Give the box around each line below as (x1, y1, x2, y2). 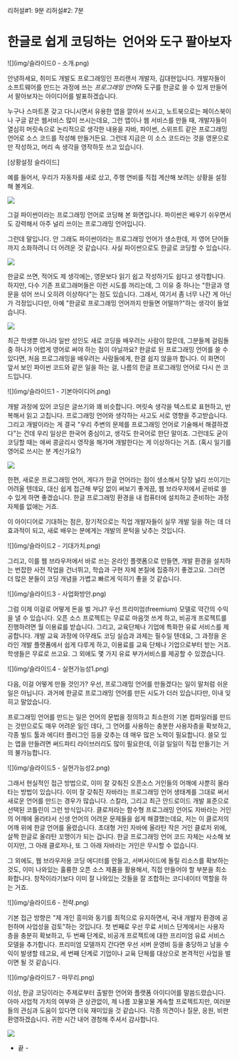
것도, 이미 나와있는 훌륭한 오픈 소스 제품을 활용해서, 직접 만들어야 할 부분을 (7, 865, 214, 873)
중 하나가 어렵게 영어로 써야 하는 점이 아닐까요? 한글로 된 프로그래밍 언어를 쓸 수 (7, 345, 229, 353)
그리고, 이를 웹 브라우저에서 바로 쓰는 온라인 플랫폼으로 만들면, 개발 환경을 (7, 556, 212, 565)
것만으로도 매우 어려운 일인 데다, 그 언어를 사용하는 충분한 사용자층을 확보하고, (14, 721, 231, 730)
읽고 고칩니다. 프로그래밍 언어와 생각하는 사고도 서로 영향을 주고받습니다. (26, 411, 228, 420)
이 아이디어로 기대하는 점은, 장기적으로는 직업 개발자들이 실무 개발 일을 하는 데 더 (7, 517, 231, 526)
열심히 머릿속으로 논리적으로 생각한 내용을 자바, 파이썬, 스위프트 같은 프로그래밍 (7, 124, 228, 133)
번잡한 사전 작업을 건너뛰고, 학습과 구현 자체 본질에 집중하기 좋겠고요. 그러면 (14, 565, 225, 574)
